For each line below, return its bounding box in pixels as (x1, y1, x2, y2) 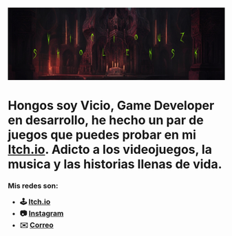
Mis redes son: (8, 181, 59, 190)
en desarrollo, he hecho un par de (8, 112, 204, 128)
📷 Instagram (19, 208, 64, 218)
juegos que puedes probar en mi (8, 127, 197, 143)
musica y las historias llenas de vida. (8, 157, 222, 173)
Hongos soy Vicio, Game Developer (8, 98, 215, 114)
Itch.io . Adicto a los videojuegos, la (8, 142, 213, 157)
